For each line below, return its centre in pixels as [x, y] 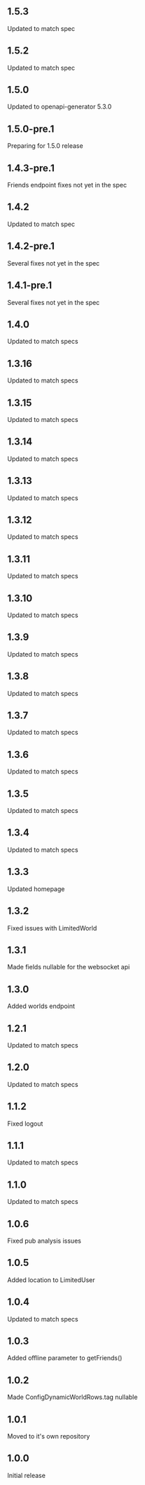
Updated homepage [36, 889]
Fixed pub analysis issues [44, 1241]
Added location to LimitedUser [51, 1280]
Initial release [26, 1475]
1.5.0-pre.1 [31, 129]
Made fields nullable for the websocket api [69, 967]
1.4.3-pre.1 [31, 168]
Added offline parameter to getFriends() [65, 1358]
